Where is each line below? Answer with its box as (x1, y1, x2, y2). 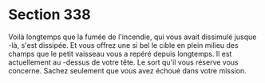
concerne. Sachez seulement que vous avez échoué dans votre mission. (8, 65, 247, 75)
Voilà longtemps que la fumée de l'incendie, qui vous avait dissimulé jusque (8, 32, 257, 41)
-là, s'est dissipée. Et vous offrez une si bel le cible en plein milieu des (8, 40, 239, 49)
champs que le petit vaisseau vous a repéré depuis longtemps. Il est (8, 49, 232, 58)
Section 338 (8, 6, 91, 24)
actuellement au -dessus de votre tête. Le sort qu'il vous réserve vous (8, 57, 239, 67)
